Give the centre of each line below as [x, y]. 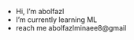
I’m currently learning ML [56, 20]
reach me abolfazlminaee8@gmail [71, 28]
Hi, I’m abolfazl [40, 11]
